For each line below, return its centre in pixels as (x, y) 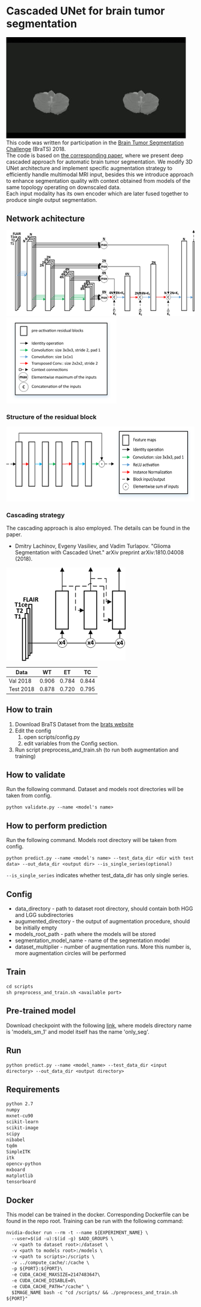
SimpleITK (19, 1152)
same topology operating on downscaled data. (64, 187)
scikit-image (22, 1128)
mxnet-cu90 (20, 1116)
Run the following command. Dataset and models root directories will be (95, 789)
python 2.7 (20, 1104)
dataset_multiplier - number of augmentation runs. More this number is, (103, 947)
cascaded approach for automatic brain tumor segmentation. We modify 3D (100, 162)
